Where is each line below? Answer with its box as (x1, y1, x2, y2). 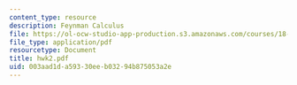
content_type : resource (9, 12, 97, 22)
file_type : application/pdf (9, 37, 113, 47)
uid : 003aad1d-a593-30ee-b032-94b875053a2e (9, 63, 172, 72)
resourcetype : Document (9, 46, 97, 55)
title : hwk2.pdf (9, 54, 69, 63)
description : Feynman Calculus (9, 21, 125, 30)
